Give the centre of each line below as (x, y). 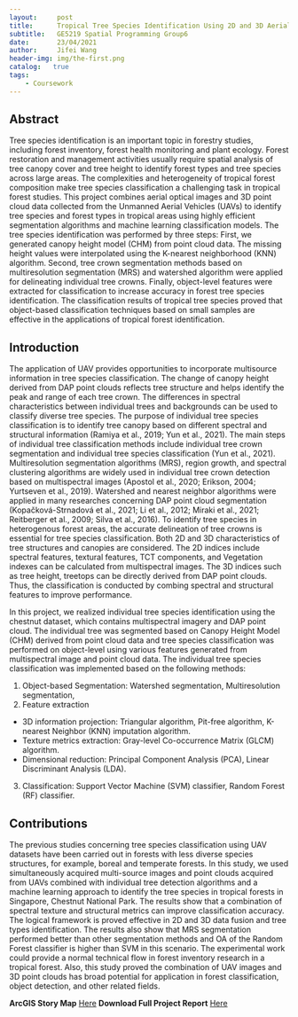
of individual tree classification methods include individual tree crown (136, 444)
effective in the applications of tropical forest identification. (117, 319)
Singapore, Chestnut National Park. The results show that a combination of (145, 902)
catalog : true (39, 67)
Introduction (44, 347)
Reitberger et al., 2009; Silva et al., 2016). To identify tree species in (133, 520)
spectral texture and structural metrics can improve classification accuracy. (147, 911)
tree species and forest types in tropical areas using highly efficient (132, 216)
